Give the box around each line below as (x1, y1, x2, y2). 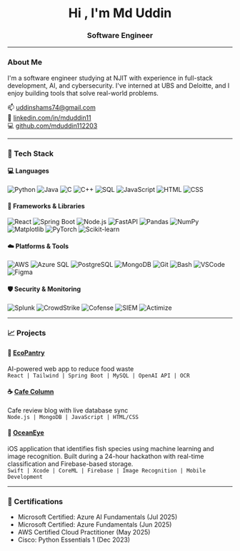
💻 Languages (7, 166, 50, 176)
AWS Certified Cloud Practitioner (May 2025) (17, 528, 151, 537)
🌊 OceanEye (7, 428, 44, 437)
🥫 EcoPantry (7, 348, 45, 358)
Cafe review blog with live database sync (7, 405, 129, 415)
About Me (7, 57, 43, 67)
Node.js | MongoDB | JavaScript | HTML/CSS (7, 413, 139, 420)
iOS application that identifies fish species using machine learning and (7, 445, 214, 453)
